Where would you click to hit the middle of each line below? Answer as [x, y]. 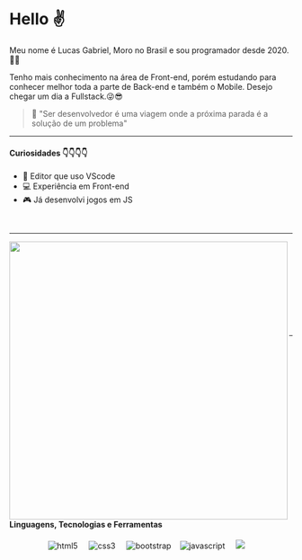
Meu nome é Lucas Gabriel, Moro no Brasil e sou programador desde [138, 50]
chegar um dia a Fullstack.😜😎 [66, 96]
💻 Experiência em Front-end [75, 186]
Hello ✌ [37, 19]
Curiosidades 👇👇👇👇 [49, 153]
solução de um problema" [79, 123]
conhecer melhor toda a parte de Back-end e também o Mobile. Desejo [141, 86]
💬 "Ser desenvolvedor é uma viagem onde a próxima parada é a [149, 113]
